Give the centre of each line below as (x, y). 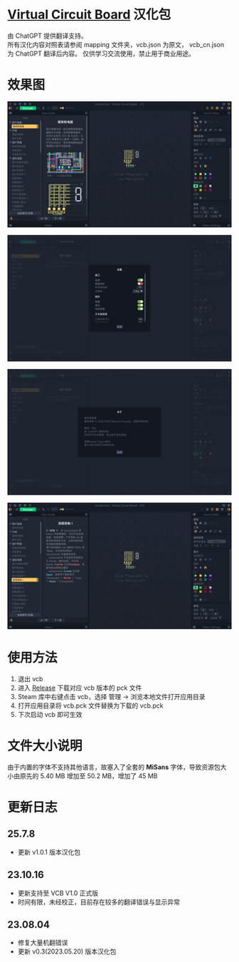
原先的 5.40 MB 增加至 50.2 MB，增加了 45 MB (89, 776)
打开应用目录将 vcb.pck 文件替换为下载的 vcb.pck (90, 705)
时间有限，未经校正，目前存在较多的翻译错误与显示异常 (99, 901)
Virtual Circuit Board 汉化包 (89, 15)
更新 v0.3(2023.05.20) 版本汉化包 (67, 951)
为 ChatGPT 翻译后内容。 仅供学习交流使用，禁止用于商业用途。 (101, 53)
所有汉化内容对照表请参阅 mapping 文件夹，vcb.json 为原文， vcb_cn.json (116, 44)
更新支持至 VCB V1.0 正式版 (58, 893)
